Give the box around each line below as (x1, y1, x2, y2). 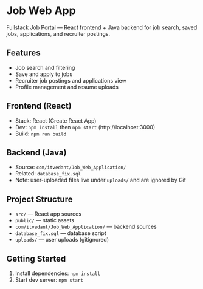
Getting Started (6, 253, 66, 264)
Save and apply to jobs (15, 70, 73, 78)
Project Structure (6, 194, 73, 204)
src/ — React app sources (15, 210, 82, 217)
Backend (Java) (6, 147, 67, 158)
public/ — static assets (15, 217, 75, 224)
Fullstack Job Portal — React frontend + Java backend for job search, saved (6, 24, 198, 31)
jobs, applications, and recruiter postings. (6, 30, 111, 37)
